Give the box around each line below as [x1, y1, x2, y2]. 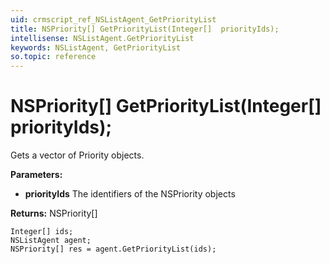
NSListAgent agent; [10, 236, 92, 246]
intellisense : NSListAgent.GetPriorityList [10, 33, 195, 43]
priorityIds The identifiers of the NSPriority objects [24, 188, 236, 200]
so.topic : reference [10, 52, 97, 62]
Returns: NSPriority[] [10, 207, 98, 220]
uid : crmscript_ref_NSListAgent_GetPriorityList [10, 14, 217, 25]
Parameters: [10, 169, 63, 181]
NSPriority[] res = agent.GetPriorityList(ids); [10, 244, 217, 255]
